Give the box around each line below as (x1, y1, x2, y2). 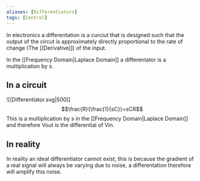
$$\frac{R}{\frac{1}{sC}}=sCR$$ (61, 106, 143, 113)
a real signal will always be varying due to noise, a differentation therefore (6, 162, 191, 169)
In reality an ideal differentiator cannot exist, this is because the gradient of (6, 155, 195, 163)
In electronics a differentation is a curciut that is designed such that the (6, 31, 184, 38)
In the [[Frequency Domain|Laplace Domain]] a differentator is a (6, 56, 167, 63)
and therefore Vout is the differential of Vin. (6, 121, 115, 129)
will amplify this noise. (6, 168, 62, 176)
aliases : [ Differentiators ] (6, 9, 78, 15)
